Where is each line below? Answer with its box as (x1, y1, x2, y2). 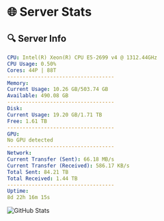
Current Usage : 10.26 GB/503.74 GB (7, 86, 109, 93)
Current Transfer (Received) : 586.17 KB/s (7, 162, 130, 169)
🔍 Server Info (7, 32, 67, 44)
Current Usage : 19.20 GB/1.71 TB (7, 111, 102, 118)
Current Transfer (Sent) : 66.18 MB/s (7, 156, 115, 163)
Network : (7, 150, 32, 157)
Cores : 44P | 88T (7, 66, 57, 74)
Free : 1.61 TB (7, 118, 48, 125)
